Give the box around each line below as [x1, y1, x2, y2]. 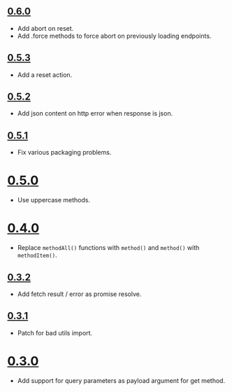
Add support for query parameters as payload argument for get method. [17, 376, 226, 384]
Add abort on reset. [17, 24, 74, 32]
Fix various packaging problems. [17, 148, 112, 157]
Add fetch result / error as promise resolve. [17, 290, 142, 298]
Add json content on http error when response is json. [17, 109, 173, 118]
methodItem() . [17, 251, 57, 260]
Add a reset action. [17, 70, 73, 79]
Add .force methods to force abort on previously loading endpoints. [17, 31, 212, 40]
